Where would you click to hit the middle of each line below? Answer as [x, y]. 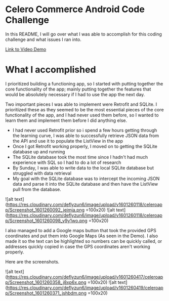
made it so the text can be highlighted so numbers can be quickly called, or [84, 241]
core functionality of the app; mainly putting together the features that [78, 89]
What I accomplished [51, 70]
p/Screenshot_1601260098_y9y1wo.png [46, 221]
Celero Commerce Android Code [75, 9]
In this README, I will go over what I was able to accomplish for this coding [83, 34]
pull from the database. [37, 189]
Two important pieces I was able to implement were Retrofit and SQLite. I [81, 104]
